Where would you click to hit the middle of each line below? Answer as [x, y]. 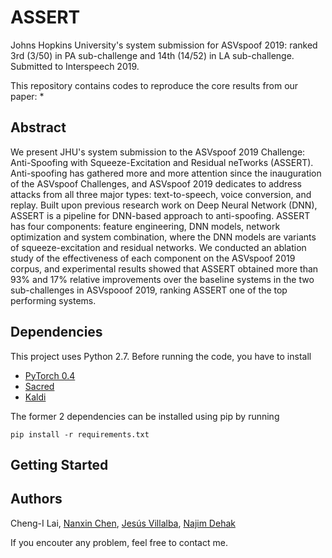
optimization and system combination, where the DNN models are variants [163, 237]
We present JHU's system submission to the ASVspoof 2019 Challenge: [158, 152]
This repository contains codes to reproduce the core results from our [154, 85]
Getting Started [59, 464]
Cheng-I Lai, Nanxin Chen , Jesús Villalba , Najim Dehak [123, 523]
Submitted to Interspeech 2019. [75, 66]
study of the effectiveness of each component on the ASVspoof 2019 [153, 258]
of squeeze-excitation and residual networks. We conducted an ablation [158, 247]
